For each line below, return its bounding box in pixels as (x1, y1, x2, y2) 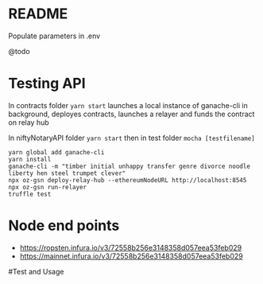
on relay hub (8, 117, 49, 127)
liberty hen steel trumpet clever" (8, 169, 126, 177)
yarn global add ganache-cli (8, 148, 105, 156)
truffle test (8, 190, 52, 198)
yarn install (8, 155, 52, 163)
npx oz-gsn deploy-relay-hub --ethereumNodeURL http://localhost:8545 (8, 176, 247, 184)
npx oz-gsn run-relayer (8, 183, 87, 191)
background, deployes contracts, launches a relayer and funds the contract (8, 109, 255, 119)
